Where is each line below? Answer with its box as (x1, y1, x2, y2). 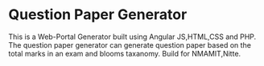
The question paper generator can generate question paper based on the (8, 40, 252, 49)
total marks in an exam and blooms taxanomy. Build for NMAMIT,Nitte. (8, 49, 241, 58)
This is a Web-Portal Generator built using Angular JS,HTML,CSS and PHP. (8, 32, 257, 41)
